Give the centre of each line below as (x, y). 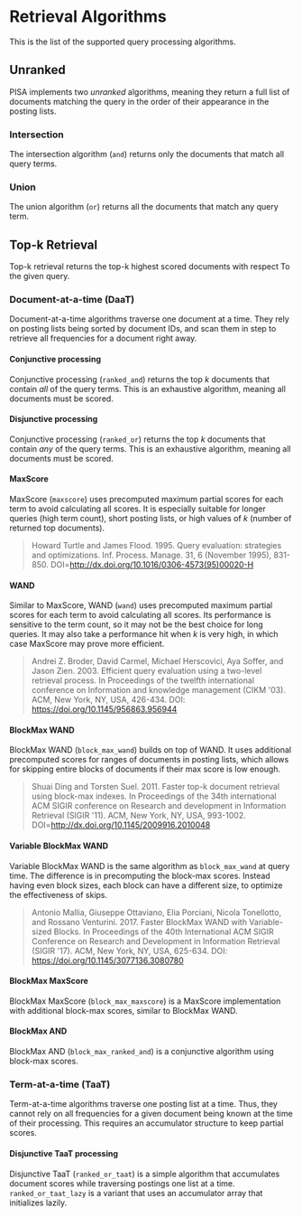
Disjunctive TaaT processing (64, 1153)
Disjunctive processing (54, 419)
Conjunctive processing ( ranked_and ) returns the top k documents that (140, 379)
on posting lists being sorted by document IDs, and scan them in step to (143, 329)
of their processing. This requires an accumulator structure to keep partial (146, 1123)
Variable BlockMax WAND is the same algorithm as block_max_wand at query (150, 866)
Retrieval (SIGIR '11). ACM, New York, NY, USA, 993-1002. (138, 816)
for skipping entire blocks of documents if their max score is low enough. (145, 769)
